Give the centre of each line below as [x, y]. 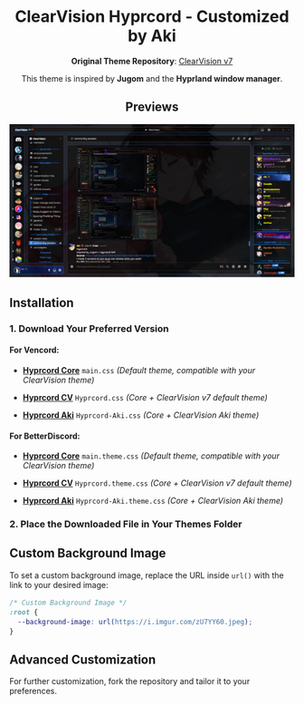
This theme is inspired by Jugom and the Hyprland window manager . [152, 78]
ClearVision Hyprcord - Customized [152, 17]
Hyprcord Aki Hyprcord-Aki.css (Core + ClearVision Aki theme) [141, 415]
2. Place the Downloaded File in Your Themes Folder [126, 525]
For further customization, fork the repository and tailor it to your [130, 681]
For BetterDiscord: [45, 436]
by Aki [152, 36]
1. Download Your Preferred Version [89, 328]
